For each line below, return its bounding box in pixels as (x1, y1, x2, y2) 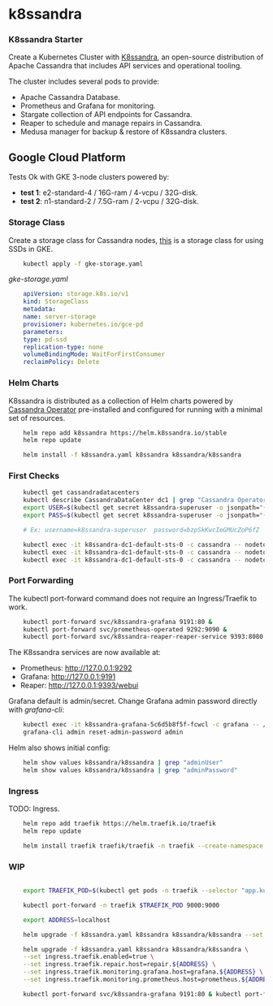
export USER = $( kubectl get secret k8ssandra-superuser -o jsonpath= (23, 504, 260, 512)
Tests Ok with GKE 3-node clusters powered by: (8, 172, 170, 182)
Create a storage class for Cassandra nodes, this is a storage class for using (8, 235, 264, 245)
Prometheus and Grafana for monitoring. (19, 101, 156, 111)
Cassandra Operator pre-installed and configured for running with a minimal (8, 404, 262, 414)
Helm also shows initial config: (8, 743, 110, 752)
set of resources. (8, 413, 66, 423)
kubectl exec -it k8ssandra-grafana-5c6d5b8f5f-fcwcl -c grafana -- (23, 721, 260, 729)
